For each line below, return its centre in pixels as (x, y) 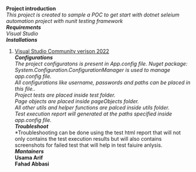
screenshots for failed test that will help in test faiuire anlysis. (88, 145)
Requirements (23, 27)
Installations (22, 40)
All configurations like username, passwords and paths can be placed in (102, 82)
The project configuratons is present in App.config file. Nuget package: (101, 64)
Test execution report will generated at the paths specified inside (93, 114)
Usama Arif (28, 158)
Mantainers (29, 151)
